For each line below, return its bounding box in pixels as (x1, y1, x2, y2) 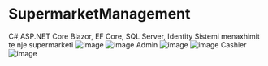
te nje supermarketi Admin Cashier (8, 39, 247, 49)
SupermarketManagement (8, 5, 191, 23)
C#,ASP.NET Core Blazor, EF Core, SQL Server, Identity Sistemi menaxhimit (8, 31, 260, 41)
